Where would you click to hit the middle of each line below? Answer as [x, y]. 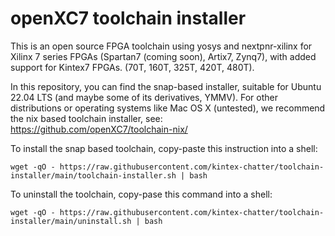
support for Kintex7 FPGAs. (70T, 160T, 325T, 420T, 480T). [132, 67]
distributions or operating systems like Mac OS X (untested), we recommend [168, 108]
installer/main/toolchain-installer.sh [93, 175]
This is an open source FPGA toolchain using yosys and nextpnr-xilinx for [161, 46]
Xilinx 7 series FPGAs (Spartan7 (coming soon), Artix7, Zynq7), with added [163, 56]
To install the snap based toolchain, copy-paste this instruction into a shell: [164, 148]
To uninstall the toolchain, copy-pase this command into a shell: [141, 194]
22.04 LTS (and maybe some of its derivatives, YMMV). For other [144, 97]
